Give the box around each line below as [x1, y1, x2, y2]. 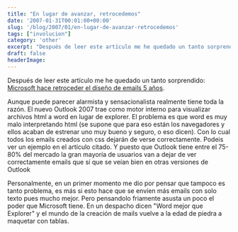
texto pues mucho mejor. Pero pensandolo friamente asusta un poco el [7, 194, 215, 202]
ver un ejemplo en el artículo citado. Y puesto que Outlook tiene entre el [7, 143, 217, 151]
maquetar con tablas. [7, 216, 69, 225]
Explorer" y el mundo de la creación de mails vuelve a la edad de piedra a [7, 209, 222, 217]
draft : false [7, 50, 46, 57]
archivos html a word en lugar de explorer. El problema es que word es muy [7, 112, 228, 121]
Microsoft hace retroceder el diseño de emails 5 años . [7, 83, 165, 92]
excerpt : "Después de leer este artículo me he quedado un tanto [7, 43, 204, 50]
